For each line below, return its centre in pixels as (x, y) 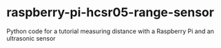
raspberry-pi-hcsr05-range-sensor (110, 13)
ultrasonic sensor (31, 38)
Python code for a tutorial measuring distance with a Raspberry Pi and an (110, 31)
